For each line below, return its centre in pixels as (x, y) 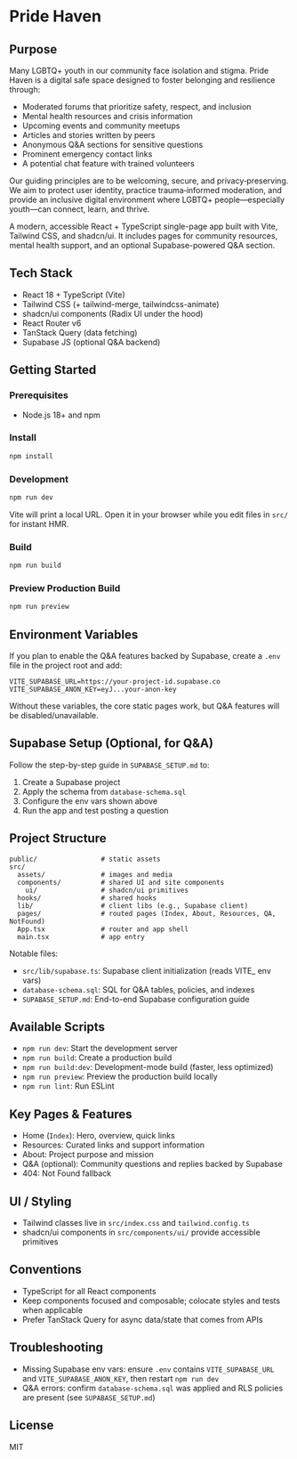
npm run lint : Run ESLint (68, 1086)
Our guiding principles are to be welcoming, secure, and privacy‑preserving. (149, 181)
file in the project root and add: (66, 665)
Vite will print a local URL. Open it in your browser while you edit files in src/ (149, 515)
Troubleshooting (56, 1347)
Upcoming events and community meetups (101, 126)
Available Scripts (57, 1027)
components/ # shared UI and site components (121, 882)
